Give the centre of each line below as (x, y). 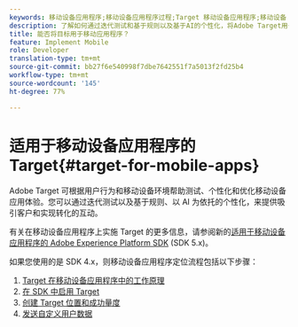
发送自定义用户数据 (57, 314)
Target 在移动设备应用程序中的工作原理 (93, 281)
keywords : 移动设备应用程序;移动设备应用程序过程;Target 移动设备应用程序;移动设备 (148, 17)
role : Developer (39, 51)
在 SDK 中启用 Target (61, 292)
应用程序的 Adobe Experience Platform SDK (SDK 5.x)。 (111, 243)
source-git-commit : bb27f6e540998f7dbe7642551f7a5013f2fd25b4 (126, 67)
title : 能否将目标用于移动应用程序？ (70, 34)
